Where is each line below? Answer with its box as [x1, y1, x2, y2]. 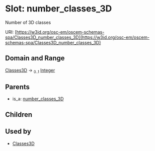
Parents [5, 82, 30, 91]
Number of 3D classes [5, 19, 51, 25]
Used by [5, 127, 31, 136]
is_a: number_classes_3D [12, 96, 64, 102]
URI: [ [5, 29, 17, 35]
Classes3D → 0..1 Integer [5, 67, 55, 75]
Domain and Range [5, 54, 65, 63]
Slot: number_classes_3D [5, 3, 112, 14]
